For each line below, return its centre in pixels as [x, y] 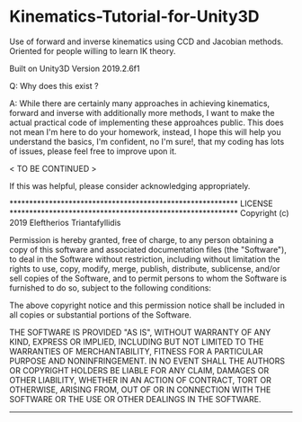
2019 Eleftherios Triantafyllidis [65, 222]
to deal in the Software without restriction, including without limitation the [145, 259]
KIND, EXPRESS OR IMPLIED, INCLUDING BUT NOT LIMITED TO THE [137, 341]
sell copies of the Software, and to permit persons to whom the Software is [148, 278]
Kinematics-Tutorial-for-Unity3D [134, 17]
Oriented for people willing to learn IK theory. [93, 50]
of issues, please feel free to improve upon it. [93, 151]
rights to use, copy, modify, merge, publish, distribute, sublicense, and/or [145, 268]
